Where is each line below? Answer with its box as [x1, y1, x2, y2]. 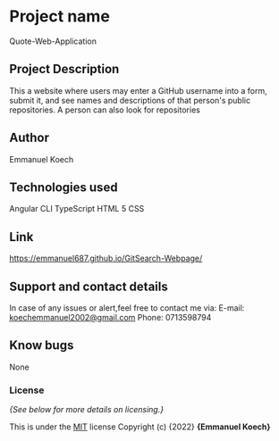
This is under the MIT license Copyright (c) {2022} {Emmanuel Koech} [9, 421, 271, 432]
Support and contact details [9, 279, 168, 294]
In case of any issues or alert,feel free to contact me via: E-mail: [9, 303, 245, 313]
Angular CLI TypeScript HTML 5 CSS [9, 204, 145, 214]
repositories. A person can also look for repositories [9, 104, 201, 115]
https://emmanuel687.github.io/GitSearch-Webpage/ [9, 253, 203, 264]
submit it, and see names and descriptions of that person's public [9, 95, 251, 105]
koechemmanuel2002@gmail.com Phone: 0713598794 [9, 312, 212, 322]
